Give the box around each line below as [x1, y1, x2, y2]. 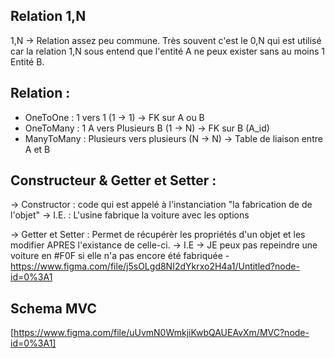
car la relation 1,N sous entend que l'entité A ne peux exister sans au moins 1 [10, 45, 326, 57]
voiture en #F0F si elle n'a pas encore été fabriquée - [10, 250, 230, 262]
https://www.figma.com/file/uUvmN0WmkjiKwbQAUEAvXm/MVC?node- [13, 327, 310, 339]
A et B [24, 143, 51, 155]
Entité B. [10, 55, 45, 68]
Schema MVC [10, 300, 97, 317]
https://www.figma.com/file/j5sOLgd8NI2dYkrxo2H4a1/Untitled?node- [10, 260, 300, 273]
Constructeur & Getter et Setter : [10, 172, 217, 189]
